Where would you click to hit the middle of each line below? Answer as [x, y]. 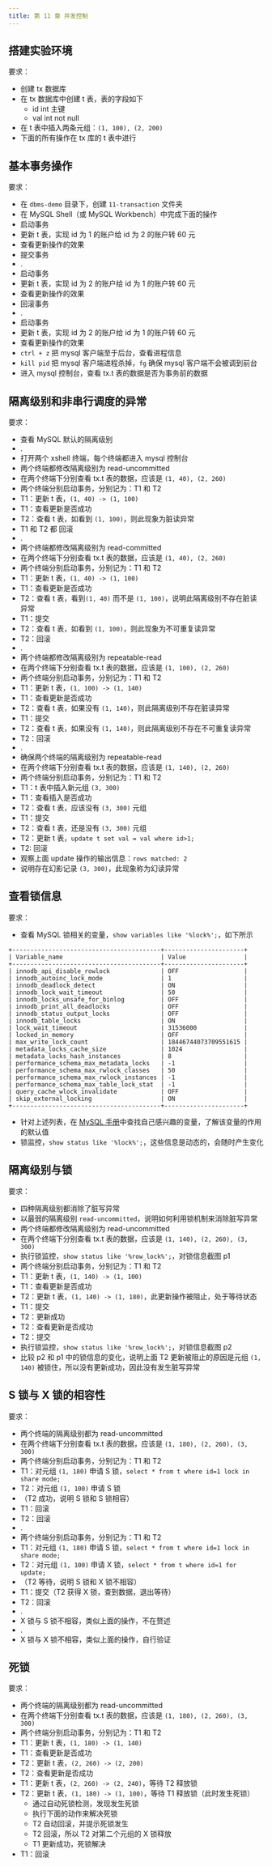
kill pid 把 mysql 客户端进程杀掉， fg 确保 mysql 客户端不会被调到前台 [138, 363]
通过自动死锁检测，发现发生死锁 [85, 1804]
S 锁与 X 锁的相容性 [57, 1395]
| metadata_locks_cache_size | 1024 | [128, 1049]
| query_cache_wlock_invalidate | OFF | [128, 1091]
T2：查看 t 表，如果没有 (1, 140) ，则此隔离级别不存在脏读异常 [125, 708]
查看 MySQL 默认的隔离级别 [66, 440]
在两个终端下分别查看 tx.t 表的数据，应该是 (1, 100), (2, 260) [125, 668]
